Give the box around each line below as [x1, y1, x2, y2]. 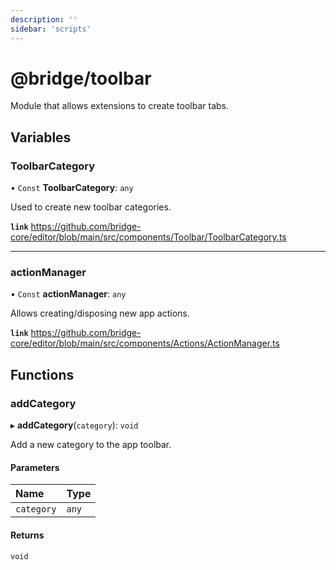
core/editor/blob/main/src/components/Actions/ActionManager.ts [10, 337, 280, 350]
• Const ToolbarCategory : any [10, 182, 134, 194]
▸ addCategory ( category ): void [10, 419, 139, 431]
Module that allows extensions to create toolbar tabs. [10, 100, 230, 112]
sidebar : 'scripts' [10, 24, 92, 34]
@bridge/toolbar [10, 67, 152, 90]
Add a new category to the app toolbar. [10, 439, 172, 451]
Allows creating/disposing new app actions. [10, 307, 190, 320]
